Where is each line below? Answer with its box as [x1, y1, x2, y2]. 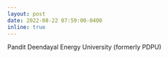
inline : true [7, 23, 46, 30]
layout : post [7, 10, 46, 18]
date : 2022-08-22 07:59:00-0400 [7, 17, 102, 24]
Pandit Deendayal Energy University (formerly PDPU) [7, 43, 162, 52]
